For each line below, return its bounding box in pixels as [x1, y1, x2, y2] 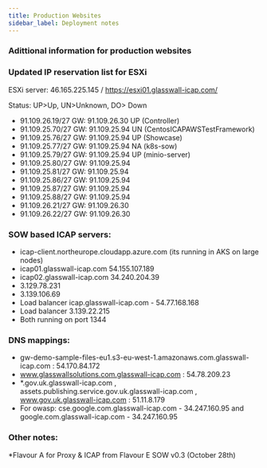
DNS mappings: [8, 334, 70, 345]
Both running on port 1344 [19, 315, 107, 324]
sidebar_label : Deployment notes [8, 19, 120, 27]
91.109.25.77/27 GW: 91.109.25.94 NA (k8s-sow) [19, 141, 178, 151]
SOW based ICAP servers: [8, 229, 112, 240]
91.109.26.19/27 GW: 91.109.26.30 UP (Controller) [19, 116, 180, 125]
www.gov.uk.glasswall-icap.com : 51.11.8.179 [19, 395, 166, 405]
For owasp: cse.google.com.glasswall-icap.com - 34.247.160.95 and [19, 403, 245, 413]
